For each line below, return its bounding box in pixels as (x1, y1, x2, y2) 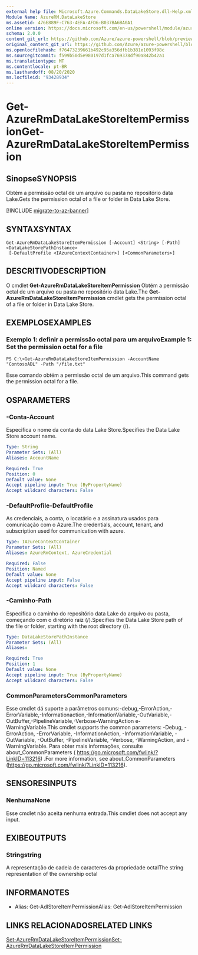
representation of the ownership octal (6, 871, 98, 878)
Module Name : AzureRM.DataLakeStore (6, 14, 96, 20)
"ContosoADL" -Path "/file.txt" (6, 361, 85, 367)
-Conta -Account (6, 413, 55, 421)
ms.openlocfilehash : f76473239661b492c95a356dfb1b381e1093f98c (6, 47, 165, 53)
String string (6, 851, 42, 859)
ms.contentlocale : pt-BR (6, 63, 67, 70)
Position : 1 (6, 661, 35, 667)
